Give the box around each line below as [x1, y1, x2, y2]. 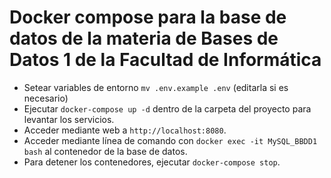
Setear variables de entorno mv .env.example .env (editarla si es [23, 81, 289, 93]
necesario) [23, 92, 69, 104]
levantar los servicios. [23, 113, 115, 125]
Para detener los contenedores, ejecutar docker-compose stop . [23, 156, 281, 168]
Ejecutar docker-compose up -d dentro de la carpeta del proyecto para [23, 102, 312, 115]
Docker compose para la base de [9, 6, 287, 29]
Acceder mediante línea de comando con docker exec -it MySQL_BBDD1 [23, 134, 318, 146]
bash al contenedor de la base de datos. [23, 145, 188, 157]
